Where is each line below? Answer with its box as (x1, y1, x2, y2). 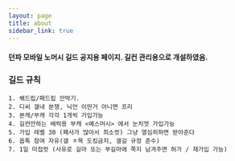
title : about (8, 19, 52, 27)
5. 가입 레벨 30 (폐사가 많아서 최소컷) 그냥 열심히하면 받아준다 (8, 129, 195, 137)
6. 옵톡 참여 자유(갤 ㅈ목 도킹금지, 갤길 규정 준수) (8, 137, 160, 145)
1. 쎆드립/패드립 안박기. (8, 95, 80, 103)
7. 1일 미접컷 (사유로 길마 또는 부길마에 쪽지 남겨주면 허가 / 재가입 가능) (8, 146, 228, 154)
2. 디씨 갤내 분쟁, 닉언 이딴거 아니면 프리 (8, 103, 133, 111)
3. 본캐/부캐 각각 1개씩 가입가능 (8, 111, 104, 120)
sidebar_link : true (8, 26, 74, 34)
